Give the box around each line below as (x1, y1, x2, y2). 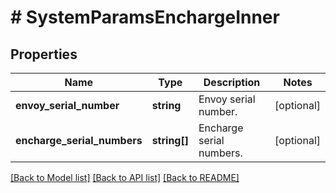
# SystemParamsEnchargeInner (10, 6, 280, 29)
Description (203, 76, 261, 89)
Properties (10, 46, 78, 63)
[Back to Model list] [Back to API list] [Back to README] (10, 172, 240, 183)
